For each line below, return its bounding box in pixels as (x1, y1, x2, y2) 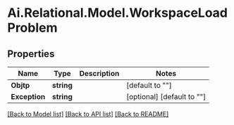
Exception (11, 92, 46, 101)
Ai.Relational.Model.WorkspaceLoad (7, 5, 228, 21)
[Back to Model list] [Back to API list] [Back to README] (7, 110, 169, 118)
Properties (7, 48, 55, 60)
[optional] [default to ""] (125, 92, 207, 101)
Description (79, 69, 120, 78)
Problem (7, 20, 58, 36)
